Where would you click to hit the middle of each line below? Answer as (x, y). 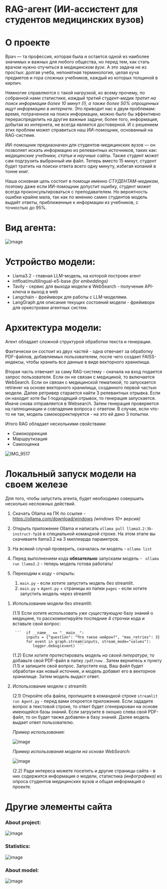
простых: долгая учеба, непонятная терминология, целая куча (72, 72)
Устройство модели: (50, 262)
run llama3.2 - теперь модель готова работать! (63, 564)
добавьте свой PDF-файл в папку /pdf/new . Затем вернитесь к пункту (87, 660)
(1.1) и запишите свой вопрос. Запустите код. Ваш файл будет (78, 666)
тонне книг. (17, 171)
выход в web (45, 292)
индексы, (15, 362)
